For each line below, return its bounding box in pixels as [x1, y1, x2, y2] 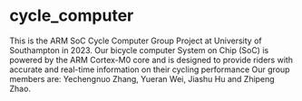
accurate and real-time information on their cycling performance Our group [9, 64, 290, 75]
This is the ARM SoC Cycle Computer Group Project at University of [9, 35, 262, 46]
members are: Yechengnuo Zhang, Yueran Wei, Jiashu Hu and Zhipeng [9, 73, 275, 84]
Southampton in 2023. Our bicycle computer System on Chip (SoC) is [9, 44, 269, 55]
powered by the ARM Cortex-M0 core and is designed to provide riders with [9, 54, 293, 65]
